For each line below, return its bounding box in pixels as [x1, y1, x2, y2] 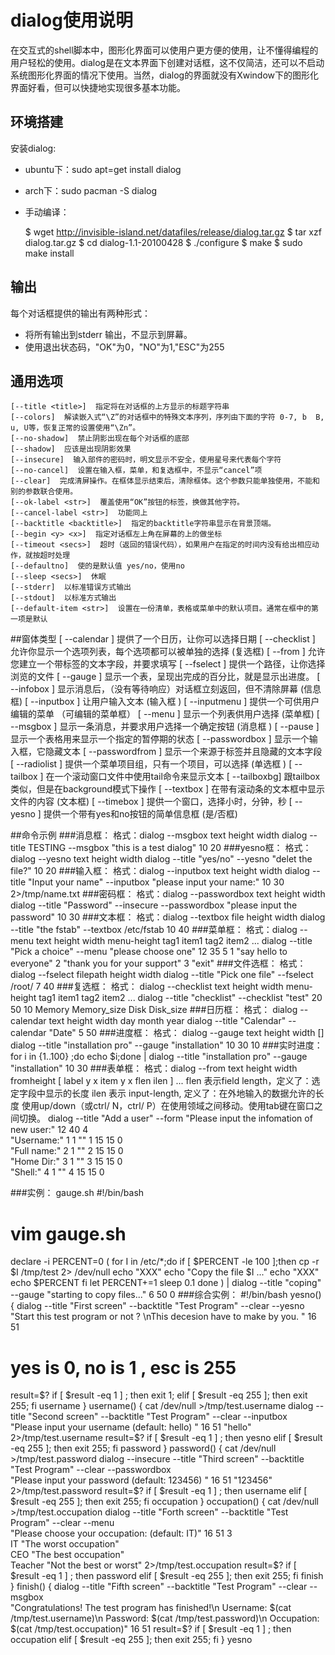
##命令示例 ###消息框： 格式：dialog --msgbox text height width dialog [10, 829, 308, 841]
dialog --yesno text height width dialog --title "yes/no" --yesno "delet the [10, 853, 313, 865]
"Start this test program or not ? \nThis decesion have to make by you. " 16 [10, 1311, 317, 1323]
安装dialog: [10, 142, 57, 154]
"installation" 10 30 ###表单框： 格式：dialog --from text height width [10, 1062, 298, 1075]
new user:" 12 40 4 [10, 1124, 89, 1136]
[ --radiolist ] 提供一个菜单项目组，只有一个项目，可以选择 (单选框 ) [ [10, 758, 293, 770]
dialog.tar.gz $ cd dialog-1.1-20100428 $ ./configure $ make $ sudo [24, 236, 303, 248]
